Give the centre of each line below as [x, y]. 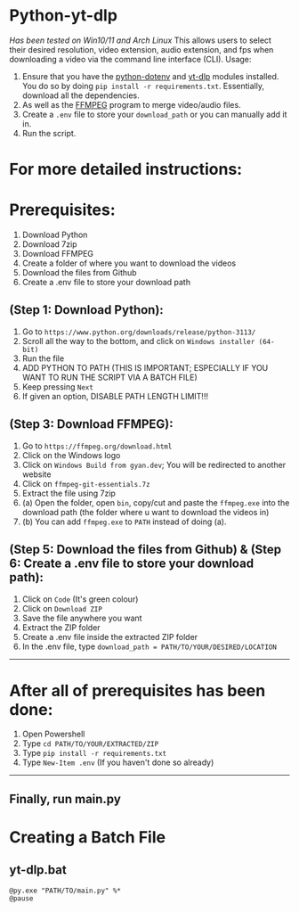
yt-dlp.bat [38, 870]
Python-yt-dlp [64, 16]
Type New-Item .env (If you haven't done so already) [118, 762]
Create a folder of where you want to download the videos [129, 263]
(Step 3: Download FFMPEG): [91, 424]
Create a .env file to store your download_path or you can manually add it [154, 114]
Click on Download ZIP [62, 608]
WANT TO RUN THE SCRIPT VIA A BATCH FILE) [109, 377]
